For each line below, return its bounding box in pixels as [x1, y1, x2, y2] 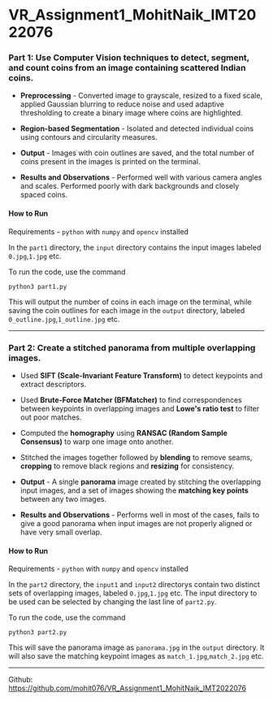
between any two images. [19, 494, 107, 503]
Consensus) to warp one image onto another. [19, 437, 174, 446]
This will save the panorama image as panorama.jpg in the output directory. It [8, 642, 265, 652]
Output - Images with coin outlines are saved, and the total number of [19, 148, 254, 158]
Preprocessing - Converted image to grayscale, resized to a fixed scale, [19, 91, 262, 101]
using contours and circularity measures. [19, 133, 158, 142]
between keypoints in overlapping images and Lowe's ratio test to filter [19, 403, 260, 413]
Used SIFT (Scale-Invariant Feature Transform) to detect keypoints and [19, 370, 263, 380]
